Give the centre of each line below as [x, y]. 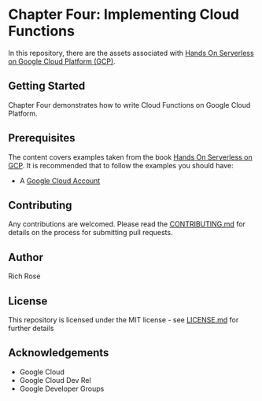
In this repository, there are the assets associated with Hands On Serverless [131, 53]
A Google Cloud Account [60, 180]
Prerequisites [42, 138]
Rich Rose [24, 276]
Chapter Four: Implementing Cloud [124, 15]
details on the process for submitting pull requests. [90, 233]
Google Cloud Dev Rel [55, 380]
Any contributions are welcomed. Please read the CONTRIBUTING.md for [127, 224]
